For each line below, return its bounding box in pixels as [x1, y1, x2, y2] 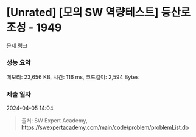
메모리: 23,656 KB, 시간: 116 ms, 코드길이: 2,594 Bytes [6, 73, 139, 81]
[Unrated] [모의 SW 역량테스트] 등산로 [6, 5, 191, 19]
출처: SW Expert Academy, [21, 116, 88, 124]
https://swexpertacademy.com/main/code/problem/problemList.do [21, 124, 189, 131]
